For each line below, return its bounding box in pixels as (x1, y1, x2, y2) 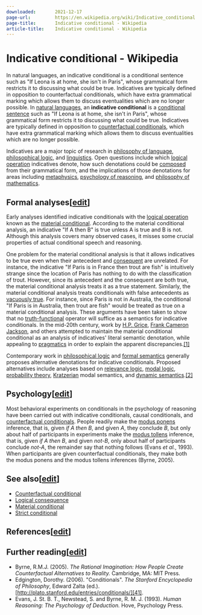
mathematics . (6, 179, 40, 187)
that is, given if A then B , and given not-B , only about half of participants (6, 437, 186, 444)
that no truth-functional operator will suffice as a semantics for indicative (6, 315, 188, 322)
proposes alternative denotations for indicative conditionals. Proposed (6, 359, 181, 365)
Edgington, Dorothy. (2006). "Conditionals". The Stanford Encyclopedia (14, 576, 193, 583)
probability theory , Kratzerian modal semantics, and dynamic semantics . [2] (6, 372, 193, 378)
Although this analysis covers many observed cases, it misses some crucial (6, 233, 194, 239)
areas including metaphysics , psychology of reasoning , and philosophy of (6, 173, 190, 181)
